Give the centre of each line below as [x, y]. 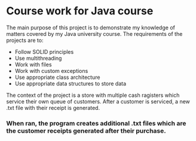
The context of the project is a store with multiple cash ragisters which [93, 95]
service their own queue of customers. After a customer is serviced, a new [98, 101]
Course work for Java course [80, 11]
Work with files [33, 65]
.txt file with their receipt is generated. [53, 108]
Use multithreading [38, 58]
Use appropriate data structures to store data [71, 83]
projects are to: [25, 40]
